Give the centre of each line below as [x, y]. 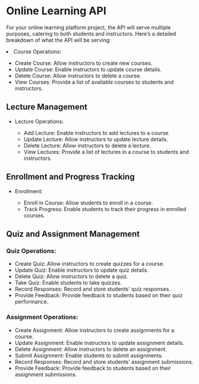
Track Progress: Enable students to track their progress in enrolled [105, 209]
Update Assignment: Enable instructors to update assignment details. [99, 342]
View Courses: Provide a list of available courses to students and [94, 82]
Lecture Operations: [39, 121]
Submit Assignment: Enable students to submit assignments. [89, 355]
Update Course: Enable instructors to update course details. [88, 69]
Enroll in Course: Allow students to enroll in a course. [88, 203]
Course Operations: [38, 51]
